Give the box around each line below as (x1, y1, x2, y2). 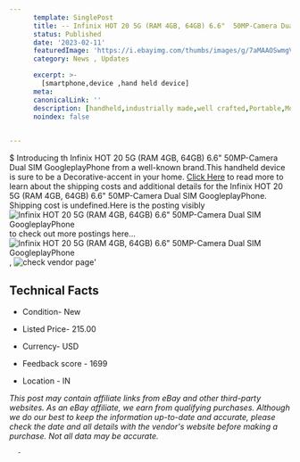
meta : (32, 87, 54, 96)
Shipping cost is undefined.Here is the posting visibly (9, 200, 205, 210)
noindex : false (32, 112, 90, 121)
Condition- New (21, 306, 81, 317)
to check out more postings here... (9, 228, 137, 239)
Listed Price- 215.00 (21, 323, 96, 334)
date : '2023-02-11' (32, 37, 105, 47)
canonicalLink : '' (32, 95, 102, 104)
